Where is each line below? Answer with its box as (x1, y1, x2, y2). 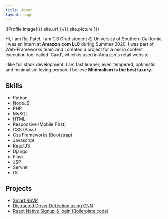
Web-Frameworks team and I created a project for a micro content (5, 46, 143, 52)
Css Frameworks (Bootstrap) (12, 132, 73, 138)
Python (12, 95, 28, 101)
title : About (5, 7, 33, 13)
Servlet (12, 164, 28, 170)
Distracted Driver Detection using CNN (12, 203, 93, 209)
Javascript (12, 137, 35, 143)
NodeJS (12, 100, 30, 106)
